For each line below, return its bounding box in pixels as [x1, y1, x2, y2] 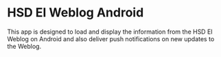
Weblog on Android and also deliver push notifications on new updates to [7, 34, 215, 43]
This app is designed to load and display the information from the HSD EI [7, 27, 213, 36]
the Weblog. [7, 42, 42, 50]
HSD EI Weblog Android [7, 5, 144, 21]
